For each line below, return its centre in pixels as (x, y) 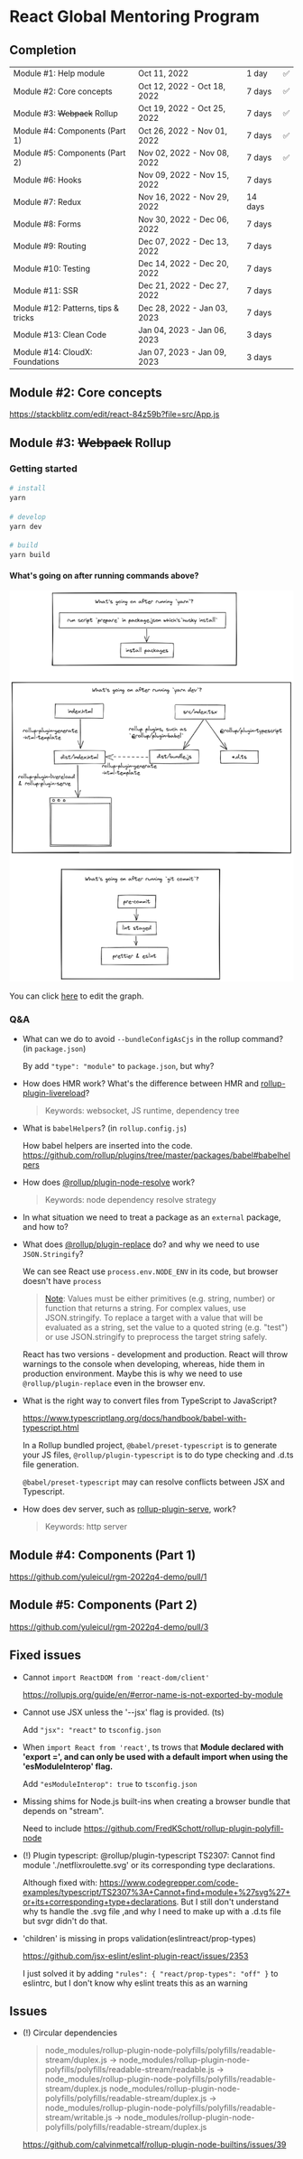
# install (28, 489)
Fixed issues (46, 1656)
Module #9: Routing (50, 247)
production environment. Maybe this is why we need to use (133, 1373)
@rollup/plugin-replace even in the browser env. (114, 1383)
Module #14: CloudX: (53, 352)
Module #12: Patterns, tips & (66, 308)
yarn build (30, 555)
